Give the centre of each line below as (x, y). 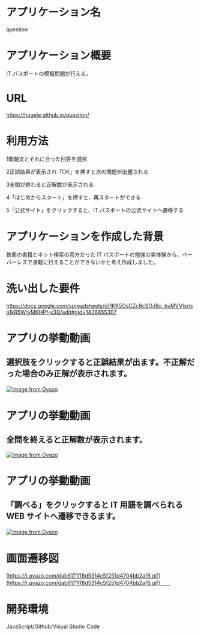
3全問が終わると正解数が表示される (50, 184)
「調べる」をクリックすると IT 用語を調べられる (94, 505)
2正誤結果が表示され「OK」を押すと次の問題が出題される (77, 172)
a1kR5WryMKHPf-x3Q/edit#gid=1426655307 (61, 312)
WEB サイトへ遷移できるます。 (63, 516)
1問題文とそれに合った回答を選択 (47, 159)
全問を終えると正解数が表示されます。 (75, 440)
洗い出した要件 (43, 288)
